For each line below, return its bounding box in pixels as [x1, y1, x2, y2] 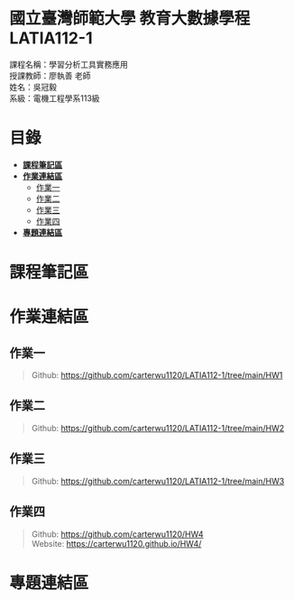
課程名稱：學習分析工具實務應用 [9, 59, 128, 69]
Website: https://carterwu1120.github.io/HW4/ [31, 538, 202, 549]
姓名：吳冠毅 [9, 81, 57, 92]
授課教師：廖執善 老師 [9, 69, 91, 81]
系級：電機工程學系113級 [9, 92, 101, 104]
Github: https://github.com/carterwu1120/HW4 [31, 529, 205, 540]
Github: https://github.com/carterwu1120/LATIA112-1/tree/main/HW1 [31, 370, 283, 381]
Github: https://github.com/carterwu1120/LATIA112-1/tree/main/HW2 [31, 422, 285, 433]
